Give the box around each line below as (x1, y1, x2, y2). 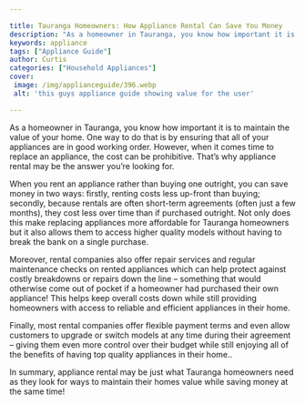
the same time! (9, 386, 66, 397)
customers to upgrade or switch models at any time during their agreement (9, 329, 291, 340)
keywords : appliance (9, 38, 88, 47)
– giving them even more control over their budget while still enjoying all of (9, 338, 290, 350)
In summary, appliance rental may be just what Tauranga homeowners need (9, 366, 294, 378)
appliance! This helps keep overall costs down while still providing (9, 292, 258, 303)
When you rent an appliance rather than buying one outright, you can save (9, 178, 289, 189)
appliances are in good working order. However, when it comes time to (9, 141, 275, 152)
